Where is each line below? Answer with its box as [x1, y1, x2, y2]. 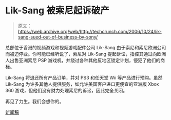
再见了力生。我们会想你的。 [5, 98, 64, 104]
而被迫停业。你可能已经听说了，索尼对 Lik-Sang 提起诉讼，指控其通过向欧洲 [5, 51, 166, 57]
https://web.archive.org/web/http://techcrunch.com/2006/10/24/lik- [17, 28, 162, 34]
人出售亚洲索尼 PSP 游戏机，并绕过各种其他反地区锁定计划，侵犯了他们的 [5, 57, 161, 63]
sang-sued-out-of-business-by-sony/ [17, 34, 98, 40]
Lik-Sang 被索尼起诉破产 [5, 5, 109, 16]
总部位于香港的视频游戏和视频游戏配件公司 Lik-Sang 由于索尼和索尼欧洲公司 [5, 44, 166, 50]
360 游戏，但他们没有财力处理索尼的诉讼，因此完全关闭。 [5, 87, 128, 93]
